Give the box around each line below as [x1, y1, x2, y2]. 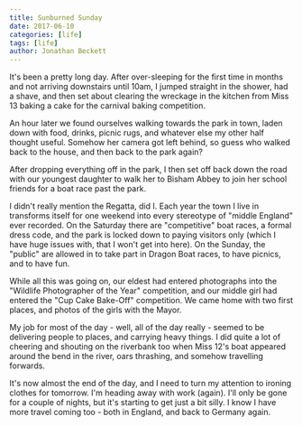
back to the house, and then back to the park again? [9, 146, 203, 158]
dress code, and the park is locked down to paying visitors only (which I [9, 229, 277, 240]
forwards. [9, 360, 45, 371]
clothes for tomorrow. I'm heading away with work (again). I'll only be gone [9, 387, 288, 398]
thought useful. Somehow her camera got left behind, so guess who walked [9, 137, 291, 148]
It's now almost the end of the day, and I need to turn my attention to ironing [9, 378, 292, 389]
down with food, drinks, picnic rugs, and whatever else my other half [9, 127, 264, 138]
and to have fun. [9, 258, 70, 269]
